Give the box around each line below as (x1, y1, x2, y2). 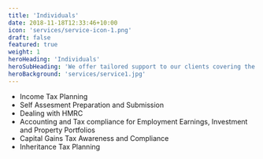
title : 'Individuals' (8, 11, 80, 20)
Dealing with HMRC (19, 108, 83, 118)
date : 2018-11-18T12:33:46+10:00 (8, 19, 118, 27)
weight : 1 (8, 48, 41, 56)
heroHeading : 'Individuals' (8, 56, 101, 64)
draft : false (8, 33, 51, 42)
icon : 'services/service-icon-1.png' (8, 26, 132, 34)
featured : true (8, 41, 58, 49)
